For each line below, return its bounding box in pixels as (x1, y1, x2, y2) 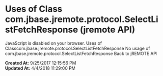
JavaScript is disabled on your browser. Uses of (5, 40, 102, 46)
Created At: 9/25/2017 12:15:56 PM (5, 60, 76, 66)
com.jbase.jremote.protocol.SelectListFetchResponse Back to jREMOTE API (5, 50, 158, 57)
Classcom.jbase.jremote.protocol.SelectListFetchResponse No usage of (5, 45, 150, 51)
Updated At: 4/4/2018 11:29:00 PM (5, 65, 76, 71)
